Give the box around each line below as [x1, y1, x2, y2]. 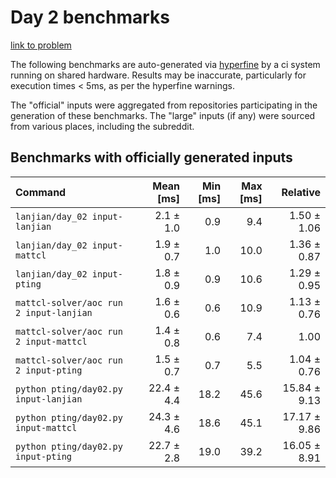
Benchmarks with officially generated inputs [10, 149, 293, 166]
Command [15, 185, 67, 199]
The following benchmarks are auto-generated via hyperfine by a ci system [10, 58, 321, 70]
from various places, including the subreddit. [10, 120, 195, 132]
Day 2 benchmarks [10, 6, 170, 29]
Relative [281, 185, 321, 199]
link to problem [10, 39, 72, 51]
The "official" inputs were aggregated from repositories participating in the [10, 99, 318, 111]
